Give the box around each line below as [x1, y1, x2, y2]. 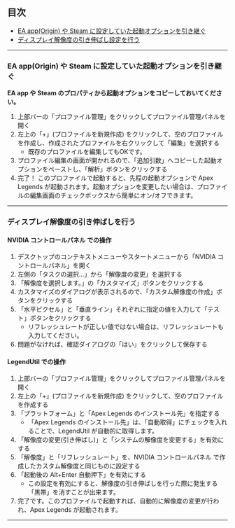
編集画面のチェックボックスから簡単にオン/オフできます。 [29, 191, 197, 200]
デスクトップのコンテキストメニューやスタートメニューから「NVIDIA [17, 253, 216, 261]
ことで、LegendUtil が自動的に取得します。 [34, 426, 159, 436]
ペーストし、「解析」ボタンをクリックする [48, 165, 168, 174]
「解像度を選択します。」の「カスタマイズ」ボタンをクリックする [17, 279, 204, 287]
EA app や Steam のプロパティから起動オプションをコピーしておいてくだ [7, 89, 217, 97]
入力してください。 [27, 331, 83, 340]
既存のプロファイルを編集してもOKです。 [27, 148, 147, 156]
